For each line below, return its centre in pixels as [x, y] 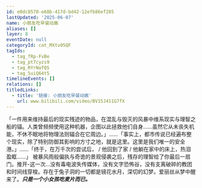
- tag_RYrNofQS [31, 68]
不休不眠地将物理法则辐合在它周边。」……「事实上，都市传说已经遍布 [102, 134]
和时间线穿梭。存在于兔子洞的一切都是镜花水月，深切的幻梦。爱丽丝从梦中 [98, 171]
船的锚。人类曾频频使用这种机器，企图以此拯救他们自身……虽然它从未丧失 [98, 126]
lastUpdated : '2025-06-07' [40, 17]
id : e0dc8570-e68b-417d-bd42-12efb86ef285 [60, 12]
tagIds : [16, 51]
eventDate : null [26, 40]
